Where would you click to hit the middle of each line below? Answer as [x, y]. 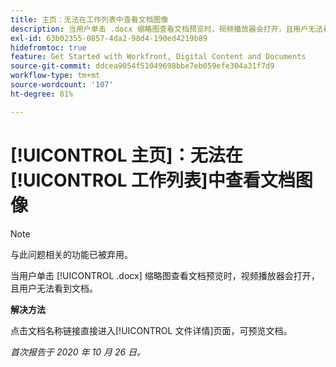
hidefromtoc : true [48, 47]
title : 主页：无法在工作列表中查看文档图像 [89, 19]
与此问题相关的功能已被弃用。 [71, 254]
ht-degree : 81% [42, 94]
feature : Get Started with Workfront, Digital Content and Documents [158, 57]
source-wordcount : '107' [62, 85]
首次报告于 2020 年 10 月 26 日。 [78, 352]
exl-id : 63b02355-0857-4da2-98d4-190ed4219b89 [109, 38]
